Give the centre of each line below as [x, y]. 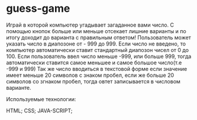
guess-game [38, 9]
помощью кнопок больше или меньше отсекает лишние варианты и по [96, 31]
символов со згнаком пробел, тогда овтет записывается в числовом [93, 81]
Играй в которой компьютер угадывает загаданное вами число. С [90, 25]
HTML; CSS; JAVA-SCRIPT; [39, 111]
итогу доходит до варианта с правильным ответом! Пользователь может [98, 37]
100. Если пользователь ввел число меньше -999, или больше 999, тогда [99, 56]
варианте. [19, 87]
